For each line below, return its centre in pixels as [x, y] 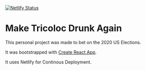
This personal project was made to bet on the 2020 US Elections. [73, 42]
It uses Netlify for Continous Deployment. [48, 62]
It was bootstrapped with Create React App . [51, 52]
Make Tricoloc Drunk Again [64, 28]
